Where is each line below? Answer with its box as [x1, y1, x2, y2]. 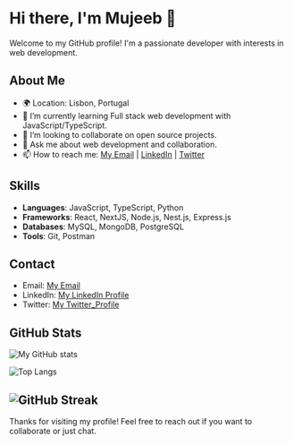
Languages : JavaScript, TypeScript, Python [21, 201, 184, 213]
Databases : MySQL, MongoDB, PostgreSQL [21, 221, 185, 232]
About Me [9, 73, 65, 89]
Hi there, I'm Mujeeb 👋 [9, 8, 177, 29]
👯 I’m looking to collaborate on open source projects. [21, 129, 217, 140]
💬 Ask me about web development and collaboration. [21, 139, 217, 150]
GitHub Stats [9, 325, 82, 340]
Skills [9, 178, 40, 193]
